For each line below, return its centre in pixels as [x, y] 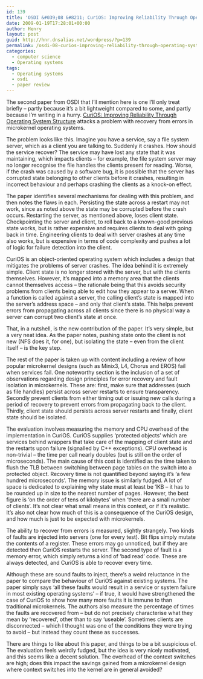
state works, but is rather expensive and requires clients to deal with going [99, 228]
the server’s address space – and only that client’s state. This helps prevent [100, 304]
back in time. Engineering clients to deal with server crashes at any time [96, 234]
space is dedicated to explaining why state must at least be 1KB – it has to [98, 487]
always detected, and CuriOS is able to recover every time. [79, 563]
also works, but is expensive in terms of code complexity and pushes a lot [98, 241]
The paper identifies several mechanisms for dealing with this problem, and [100, 196]
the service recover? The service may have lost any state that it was [91, 152]
